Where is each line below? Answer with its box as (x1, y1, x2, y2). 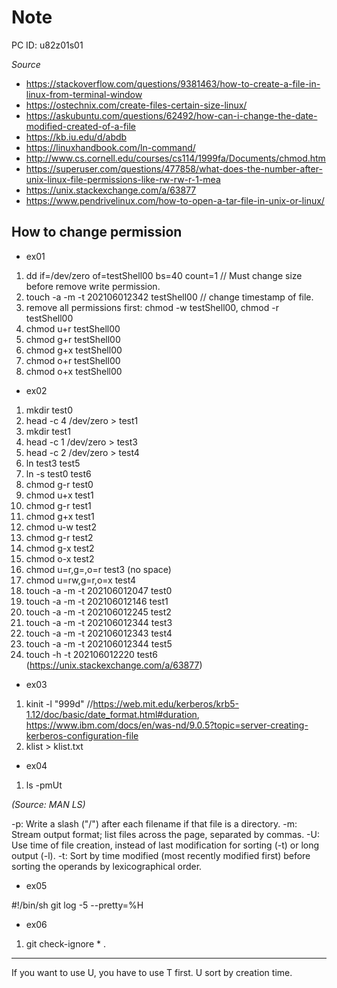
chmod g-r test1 (25, 499, 92, 511)
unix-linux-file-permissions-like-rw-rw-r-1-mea (25, 173, 221, 185)
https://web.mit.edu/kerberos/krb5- (92, 697, 239, 710)
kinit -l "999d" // (25, 697, 94, 710)
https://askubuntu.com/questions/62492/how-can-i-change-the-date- (25, 109, 318, 121)
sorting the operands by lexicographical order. (11, 860, 203, 872)
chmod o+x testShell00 (25, 365, 123, 377)
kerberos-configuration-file (25, 729, 139, 741)
